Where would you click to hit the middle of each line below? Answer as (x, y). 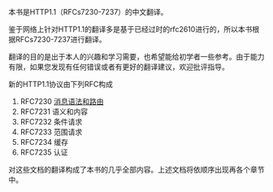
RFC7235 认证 (44, 152)
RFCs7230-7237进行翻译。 (61, 39)
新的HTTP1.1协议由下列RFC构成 (61, 84)
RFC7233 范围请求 (51, 132)
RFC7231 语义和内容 (54, 111)
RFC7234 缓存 (44, 142)
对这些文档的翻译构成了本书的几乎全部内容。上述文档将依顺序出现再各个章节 (136, 170)
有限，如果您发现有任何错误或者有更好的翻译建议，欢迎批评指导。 (119, 67)
